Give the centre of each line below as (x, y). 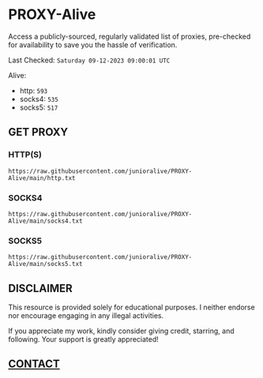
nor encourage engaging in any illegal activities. (86, 316)
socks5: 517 (39, 107)
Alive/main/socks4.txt (45, 221)
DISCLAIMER (40, 288)
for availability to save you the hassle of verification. (93, 44)
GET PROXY (38, 132)
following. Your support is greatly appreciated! (84, 339)
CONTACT (34, 364)
